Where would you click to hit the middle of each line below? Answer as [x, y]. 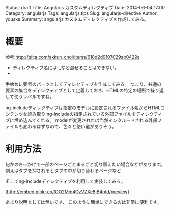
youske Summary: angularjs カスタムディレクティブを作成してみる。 [77, 19]
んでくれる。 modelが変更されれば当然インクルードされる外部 [92, 120]
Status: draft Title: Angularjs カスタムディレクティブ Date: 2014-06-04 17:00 [85, 7]
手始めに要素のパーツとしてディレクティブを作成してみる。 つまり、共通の [83, 84]
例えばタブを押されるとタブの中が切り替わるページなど [63, 170]
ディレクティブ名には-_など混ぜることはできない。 [66, 67]
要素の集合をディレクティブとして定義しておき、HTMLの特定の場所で [78, 90]
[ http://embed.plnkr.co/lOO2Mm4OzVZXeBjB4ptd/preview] [67, 191]
